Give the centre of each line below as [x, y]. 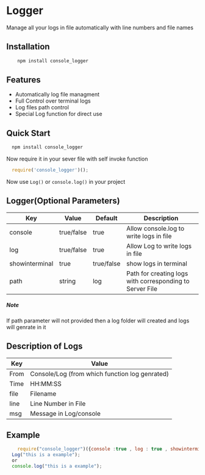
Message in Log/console [65, 413]
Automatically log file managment [57, 95]
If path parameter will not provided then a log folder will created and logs [98, 321]
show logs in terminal [156, 263]
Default [106, 218]
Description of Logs [45, 346]
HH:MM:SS [46, 383]
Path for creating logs [157, 274]
